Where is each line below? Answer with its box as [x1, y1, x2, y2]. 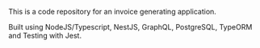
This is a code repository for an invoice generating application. [8, 7, 216, 16]
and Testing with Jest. [8, 31, 82, 40]
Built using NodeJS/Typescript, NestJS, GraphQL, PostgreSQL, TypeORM [8, 22, 253, 31]
